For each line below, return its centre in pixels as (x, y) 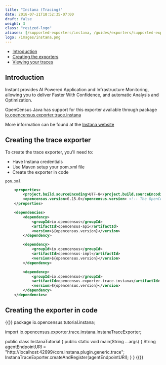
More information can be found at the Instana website (60, 124)
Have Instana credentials (38, 161)
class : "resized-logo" (28, 28)
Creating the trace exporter (48, 140)
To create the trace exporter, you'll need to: (49, 152)
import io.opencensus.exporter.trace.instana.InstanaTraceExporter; (73, 332)
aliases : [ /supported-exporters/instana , (48, 33)
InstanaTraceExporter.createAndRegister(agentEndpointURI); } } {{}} (74, 357)
